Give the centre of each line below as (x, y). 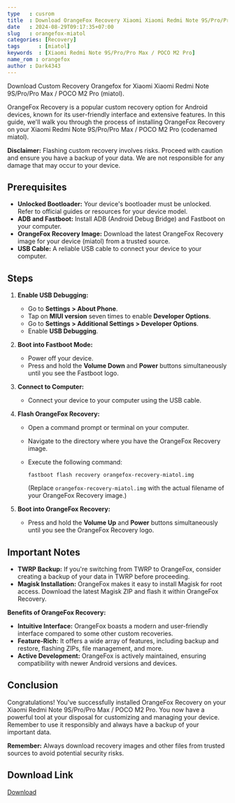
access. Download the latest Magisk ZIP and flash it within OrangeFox (118, 592)
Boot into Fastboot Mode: (55, 345)
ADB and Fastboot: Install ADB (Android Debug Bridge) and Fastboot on (121, 219)
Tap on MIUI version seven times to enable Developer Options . (119, 316)
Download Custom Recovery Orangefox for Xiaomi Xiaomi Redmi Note (108, 86)
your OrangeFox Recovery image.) (77, 496)
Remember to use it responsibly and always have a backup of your (103, 724)
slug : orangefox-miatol (47, 33)
